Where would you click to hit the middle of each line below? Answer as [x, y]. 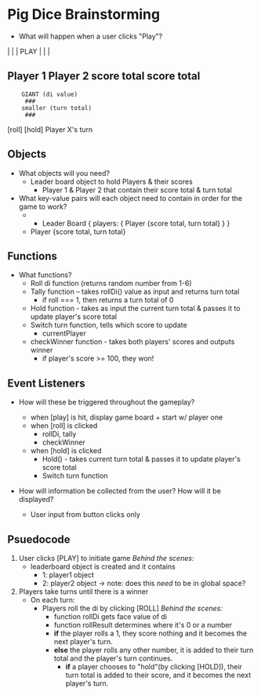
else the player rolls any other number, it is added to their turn [154, 650]
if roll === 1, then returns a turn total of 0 [108, 300]
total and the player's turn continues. [113, 658]
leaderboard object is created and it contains [103, 566]
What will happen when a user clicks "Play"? [91, 36]
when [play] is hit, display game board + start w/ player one [127, 417]
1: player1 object [68, 575]
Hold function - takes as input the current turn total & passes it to [135, 309]
